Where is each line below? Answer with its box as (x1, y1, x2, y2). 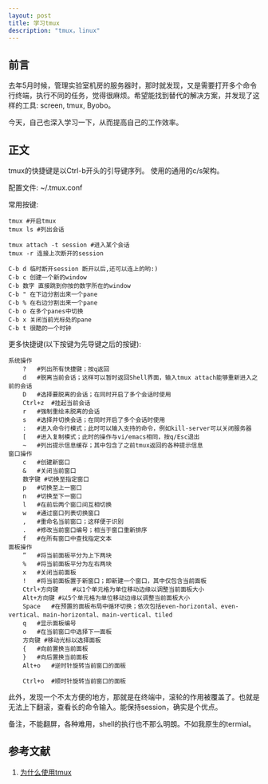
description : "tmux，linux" (8, 26, 100, 34)
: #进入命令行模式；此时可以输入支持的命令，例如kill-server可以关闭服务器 (22, 424, 253, 432)
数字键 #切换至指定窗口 (22, 475, 89, 483)
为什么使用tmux (19, 767, 72, 777)
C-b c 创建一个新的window (8, 274, 88, 282)
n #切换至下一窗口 (22, 492, 82, 500)
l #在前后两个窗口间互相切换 (22, 501, 112, 509)
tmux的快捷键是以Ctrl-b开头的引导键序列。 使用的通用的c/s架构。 (8, 166, 224, 175)
